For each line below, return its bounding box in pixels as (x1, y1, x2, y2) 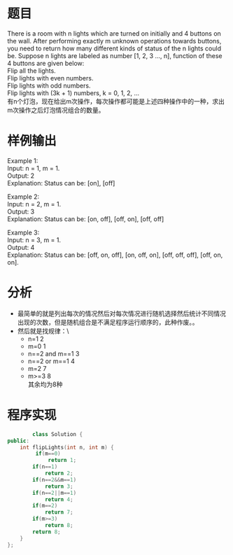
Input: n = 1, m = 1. (7, 164, 60, 172)
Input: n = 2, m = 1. (7, 199, 62, 208)
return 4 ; (44, 496, 73, 503)
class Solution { (32, 430, 83, 437)
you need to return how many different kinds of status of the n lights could (7, 44, 222, 52)
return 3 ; (44, 483, 73, 490)
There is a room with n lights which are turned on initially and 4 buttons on (7, 29, 222, 38)
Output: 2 (7, 171, 35, 180)
